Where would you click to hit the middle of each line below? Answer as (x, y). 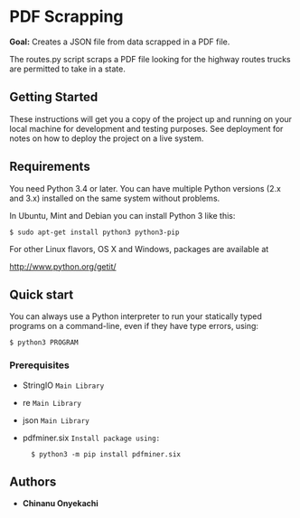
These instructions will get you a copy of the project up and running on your (150, 118)
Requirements (50, 167)
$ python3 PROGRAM (44, 343)
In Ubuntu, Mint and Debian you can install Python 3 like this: (122, 215)
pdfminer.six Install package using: (91, 438)
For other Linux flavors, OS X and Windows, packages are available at (139, 249)
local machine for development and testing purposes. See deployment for (146, 128)
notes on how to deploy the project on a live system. (107, 138)
